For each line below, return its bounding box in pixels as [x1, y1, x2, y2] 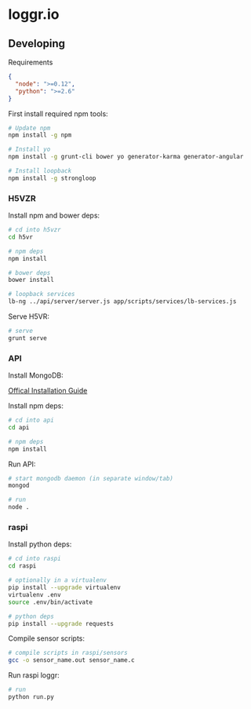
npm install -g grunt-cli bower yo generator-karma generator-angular [8, 153, 244, 161]
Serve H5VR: [8, 312, 49, 321]
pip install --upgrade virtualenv [8, 583, 122, 592]
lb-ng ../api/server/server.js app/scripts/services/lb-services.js [8, 298, 237, 305]
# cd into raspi [8, 555, 61, 563]
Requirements [8, 57, 53, 67]
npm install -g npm [8, 131, 72, 139]
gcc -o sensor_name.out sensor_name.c [8, 656, 135, 664]
